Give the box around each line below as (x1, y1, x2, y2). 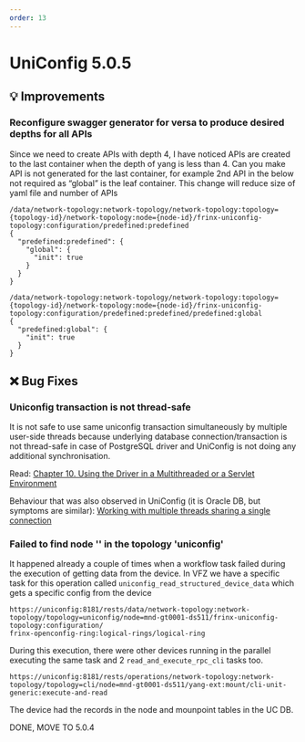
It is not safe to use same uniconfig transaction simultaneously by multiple (9, 422, 288, 433)
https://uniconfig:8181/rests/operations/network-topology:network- (9, 673, 275, 682)
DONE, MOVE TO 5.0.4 (9, 722, 96, 733)
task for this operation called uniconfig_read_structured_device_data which (9, 578, 294, 589)
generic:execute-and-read (9, 688, 107, 698)
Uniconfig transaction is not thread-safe (9, 401, 191, 413)
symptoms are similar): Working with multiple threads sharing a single (9, 506, 271, 517)
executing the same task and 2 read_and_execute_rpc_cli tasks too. (9, 654, 264, 666)
